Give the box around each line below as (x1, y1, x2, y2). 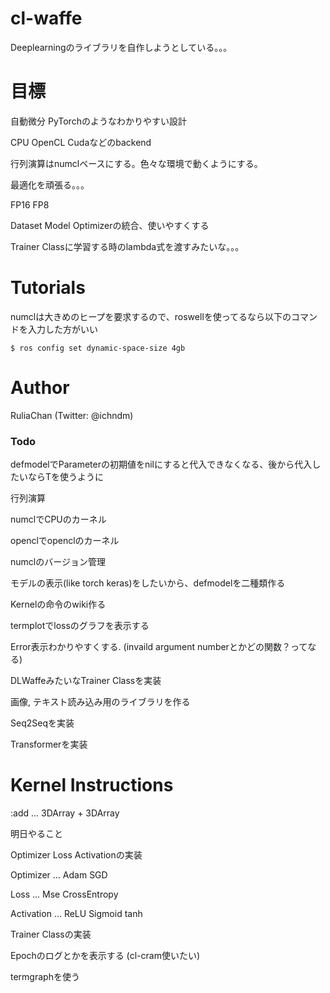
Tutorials (10, 277, 86, 299)
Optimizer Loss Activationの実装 (10, 848, 143, 861)
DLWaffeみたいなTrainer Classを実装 (10, 675, 162, 687)
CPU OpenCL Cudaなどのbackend (10, 136, 152, 148)
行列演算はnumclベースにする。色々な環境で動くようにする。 (10, 157, 263, 169)
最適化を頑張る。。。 (10, 178, 90, 191)
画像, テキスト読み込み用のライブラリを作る (10, 696, 191, 708)
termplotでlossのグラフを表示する (10, 620, 150, 632)
